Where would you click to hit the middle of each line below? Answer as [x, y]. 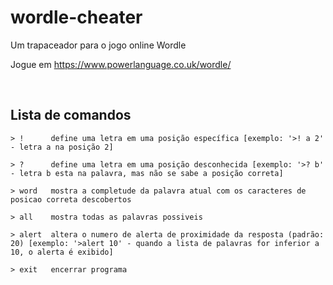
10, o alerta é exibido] [62, 252]
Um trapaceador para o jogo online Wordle [98, 45]
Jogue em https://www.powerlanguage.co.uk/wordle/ [121, 64]
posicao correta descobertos [71, 199]
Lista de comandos [71, 115]
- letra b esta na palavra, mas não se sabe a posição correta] [147, 173]
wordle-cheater [76, 17]
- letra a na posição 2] [62, 147]
